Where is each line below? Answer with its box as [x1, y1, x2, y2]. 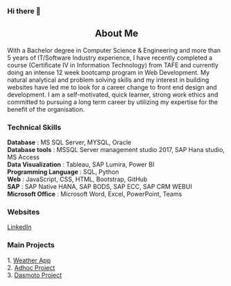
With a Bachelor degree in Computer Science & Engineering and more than [7, 46, 221, 54]
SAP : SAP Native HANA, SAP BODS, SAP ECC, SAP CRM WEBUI [7, 183, 192, 191]
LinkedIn [7, 223, 32, 231]
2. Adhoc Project [7, 263, 55, 271]
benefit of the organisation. [7, 105, 85, 113]
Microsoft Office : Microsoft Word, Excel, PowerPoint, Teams [7, 190, 182, 199]
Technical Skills [7, 122, 62, 132]
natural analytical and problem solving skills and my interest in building [7, 76, 209, 84]
